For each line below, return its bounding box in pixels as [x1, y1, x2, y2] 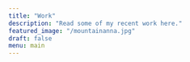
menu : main [8, 42, 45, 50]
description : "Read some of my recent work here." [8, 19, 183, 27]
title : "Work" [8, 11, 57, 20]
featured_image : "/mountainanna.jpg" [8, 27, 136, 35]
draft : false [8, 34, 53, 43]
